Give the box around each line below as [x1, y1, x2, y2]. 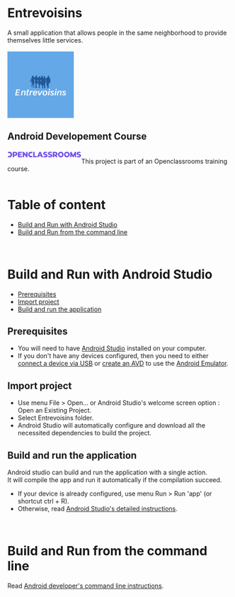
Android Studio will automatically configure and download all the [17, 421, 206, 430]
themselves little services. [7, 35, 84, 44]
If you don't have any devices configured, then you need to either [17, 352, 209, 360]
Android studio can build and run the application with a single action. [7, 468, 207, 476]
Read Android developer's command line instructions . [7, 581, 164, 590]
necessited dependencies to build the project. [17, 429, 152, 437]
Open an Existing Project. [17, 406, 92, 415]
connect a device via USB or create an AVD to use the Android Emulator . [17, 359, 229, 368]
